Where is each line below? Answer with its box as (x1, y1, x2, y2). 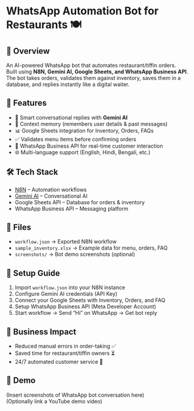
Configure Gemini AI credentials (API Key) (14, 290, 118, 297)
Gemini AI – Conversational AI (14, 192, 88, 200)
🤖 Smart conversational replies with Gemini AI (14, 114, 128, 121)
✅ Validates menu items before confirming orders (14, 136, 137, 143)
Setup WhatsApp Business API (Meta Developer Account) (14, 303, 157, 310)
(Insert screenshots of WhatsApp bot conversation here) (6, 391, 145, 398)
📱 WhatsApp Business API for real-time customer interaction (14, 142, 164, 149)
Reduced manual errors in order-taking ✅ (14, 342, 116, 350)
